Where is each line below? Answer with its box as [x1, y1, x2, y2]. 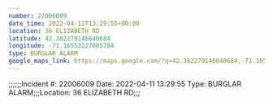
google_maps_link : [8, 57, 71, 65]
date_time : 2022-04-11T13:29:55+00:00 [8, 19, 140, 27]
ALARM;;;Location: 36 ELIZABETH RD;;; [8, 87, 141, 97]
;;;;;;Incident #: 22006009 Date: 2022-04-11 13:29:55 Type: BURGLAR [8, 78, 242, 89]
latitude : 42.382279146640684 [8, 34, 111, 43]
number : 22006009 [8, 11, 67, 20]
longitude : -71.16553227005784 [8, 42, 115, 50]
